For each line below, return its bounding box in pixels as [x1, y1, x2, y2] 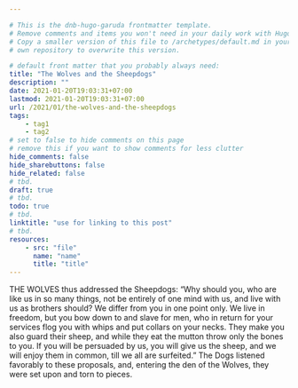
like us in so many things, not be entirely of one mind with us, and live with [9, 294, 281, 305]
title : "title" [32, 259, 90, 269]
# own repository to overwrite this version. [9, 45, 180, 54]
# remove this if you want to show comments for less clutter [9, 144, 244, 154]
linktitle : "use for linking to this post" [9, 218, 173, 227]
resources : [9, 234, 50, 244]
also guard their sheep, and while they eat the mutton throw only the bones [9, 331, 284, 342]
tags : [9, 111, 29, 120]
